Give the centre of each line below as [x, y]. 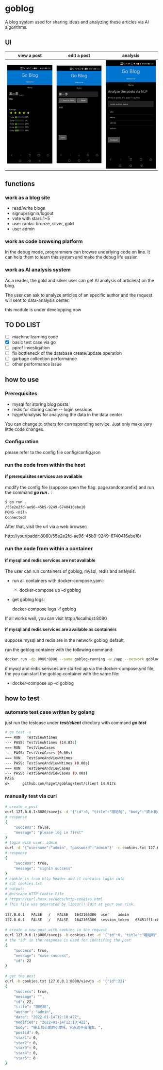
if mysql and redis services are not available [50, 560]
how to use [22, 380]
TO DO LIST [23, 325]
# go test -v [18, 732]
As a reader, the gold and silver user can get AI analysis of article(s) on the [80, 280]
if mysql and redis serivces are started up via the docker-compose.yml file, [80, 668]
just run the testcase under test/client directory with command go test [76, 723]
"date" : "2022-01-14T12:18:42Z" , [48, 1017]
